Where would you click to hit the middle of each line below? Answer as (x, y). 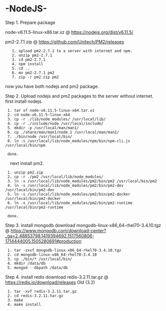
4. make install (24, 305)
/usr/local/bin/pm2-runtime (34, 207)
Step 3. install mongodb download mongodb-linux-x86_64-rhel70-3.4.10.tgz (83, 225)
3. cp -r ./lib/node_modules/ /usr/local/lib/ (57, 119)
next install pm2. (27, 163)
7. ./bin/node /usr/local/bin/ (40, 137)
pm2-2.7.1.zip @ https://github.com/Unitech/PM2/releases (65, 42)
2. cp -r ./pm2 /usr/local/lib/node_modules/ (55, 177)
